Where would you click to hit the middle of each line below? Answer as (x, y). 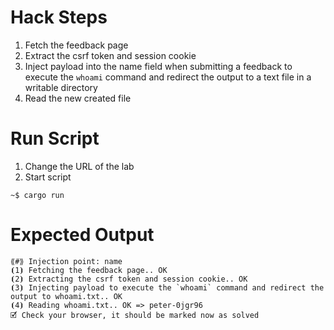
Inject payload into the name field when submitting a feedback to (158, 66)
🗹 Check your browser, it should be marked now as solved (135, 315)
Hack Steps (59, 17)
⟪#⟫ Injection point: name (66, 261)
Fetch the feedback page (76, 45)
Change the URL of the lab (79, 166)
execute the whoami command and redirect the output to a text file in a (168, 77)
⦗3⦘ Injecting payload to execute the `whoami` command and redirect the (167, 287)
